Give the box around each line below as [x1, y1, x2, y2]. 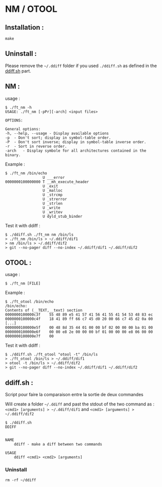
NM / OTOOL [5, 3, 58, 15]
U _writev [42, 209, 63, 214]
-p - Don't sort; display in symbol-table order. [5, 135, 111, 140]
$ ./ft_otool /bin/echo [5, 299, 54, 304]
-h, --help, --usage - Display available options [5, 131, 109, 136]
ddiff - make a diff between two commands [14, 442, 102, 447]
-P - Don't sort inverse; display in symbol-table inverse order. [5, 139, 147, 144]
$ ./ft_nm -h [5, 105, 32, 110]
